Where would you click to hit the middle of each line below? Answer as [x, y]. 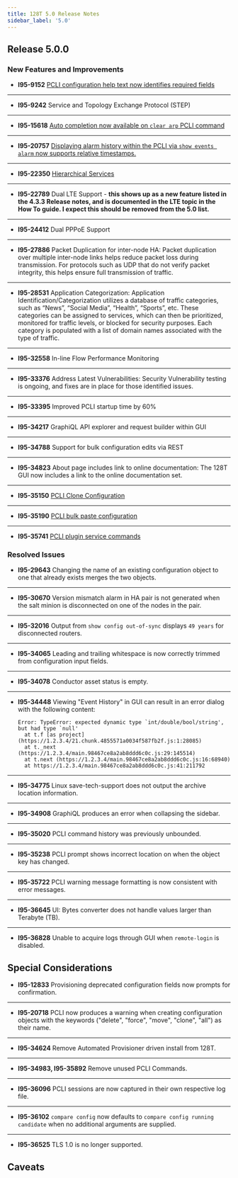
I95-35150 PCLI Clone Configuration [71, 496]
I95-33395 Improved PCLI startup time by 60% [87, 407]
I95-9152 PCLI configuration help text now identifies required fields [116, 85]
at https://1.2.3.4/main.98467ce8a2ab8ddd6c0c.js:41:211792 [115, 766]
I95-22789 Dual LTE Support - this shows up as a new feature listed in [122, 194]
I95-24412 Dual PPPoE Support [64, 230]
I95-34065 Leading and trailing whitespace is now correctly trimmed [119, 654]
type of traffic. [39, 338]
